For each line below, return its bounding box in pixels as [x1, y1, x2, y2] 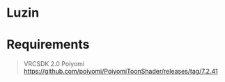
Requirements [6, 37, 90, 53]
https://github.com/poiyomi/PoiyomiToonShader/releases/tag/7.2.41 [23, 67, 218, 76]
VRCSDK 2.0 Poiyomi [23, 60, 85, 68]
